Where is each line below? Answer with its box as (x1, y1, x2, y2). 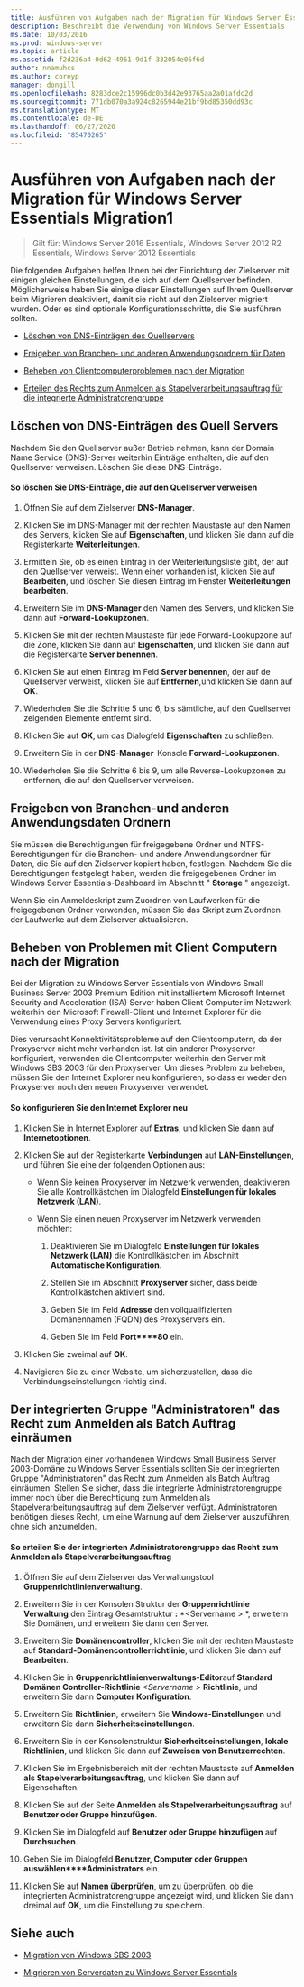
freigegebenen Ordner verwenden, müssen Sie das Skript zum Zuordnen (10, 904, 281, 915)
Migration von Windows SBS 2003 (23, 1950, 152, 1961)
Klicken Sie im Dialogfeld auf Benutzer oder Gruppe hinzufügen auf (23, 1826, 278, 1837)
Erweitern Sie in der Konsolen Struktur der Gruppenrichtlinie (23, 1598, 251, 1609)
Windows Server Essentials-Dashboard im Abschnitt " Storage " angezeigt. (10, 877, 290, 888)
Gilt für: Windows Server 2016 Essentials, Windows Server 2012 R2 (32, 237, 282, 248)
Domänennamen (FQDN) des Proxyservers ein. (50, 1314, 226, 1325)
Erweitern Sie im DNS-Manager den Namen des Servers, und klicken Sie (23, 602, 294, 614)
